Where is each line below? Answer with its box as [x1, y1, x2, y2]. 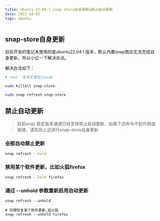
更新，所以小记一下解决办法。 [9, 55, 69, 61]
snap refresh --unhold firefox [5, 212, 68, 217]
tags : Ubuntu [5, 16, 32, 21]
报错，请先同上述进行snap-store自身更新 [16, 127, 98, 133]
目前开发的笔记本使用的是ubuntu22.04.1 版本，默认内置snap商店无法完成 [5, 49, 150, 55]
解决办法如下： [5, 65, 35, 71]
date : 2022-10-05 [5, 12, 40, 16]
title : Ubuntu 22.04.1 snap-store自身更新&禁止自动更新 [5, 7, 113, 12]
